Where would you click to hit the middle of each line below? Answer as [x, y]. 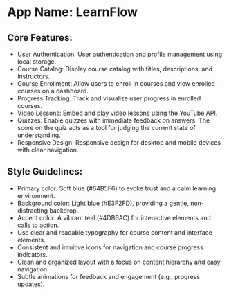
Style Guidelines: [45, 171]
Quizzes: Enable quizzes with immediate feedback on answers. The [113, 120]
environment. [36, 195]
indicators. [32, 254]
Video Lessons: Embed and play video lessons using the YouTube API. [117, 113]
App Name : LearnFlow [73, 12]
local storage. [37, 62]
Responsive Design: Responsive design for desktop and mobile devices [119, 142]
